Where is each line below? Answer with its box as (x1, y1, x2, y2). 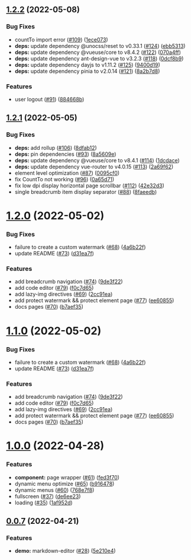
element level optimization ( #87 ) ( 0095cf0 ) (14, 169, 120, 177)
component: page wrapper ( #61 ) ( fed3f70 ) (14, 473, 120, 481)
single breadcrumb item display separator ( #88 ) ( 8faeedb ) (14, 188, 157, 195)
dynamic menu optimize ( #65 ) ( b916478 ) (14, 480, 115, 487)
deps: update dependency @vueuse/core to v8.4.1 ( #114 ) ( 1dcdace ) (14, 156, 180, 164)
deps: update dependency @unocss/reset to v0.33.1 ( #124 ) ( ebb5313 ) (14, 42, 186, 49)
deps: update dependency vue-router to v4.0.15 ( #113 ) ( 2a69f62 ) (14, 163, 174, 170)
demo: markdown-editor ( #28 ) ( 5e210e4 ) (14, 548, 116, 555)
